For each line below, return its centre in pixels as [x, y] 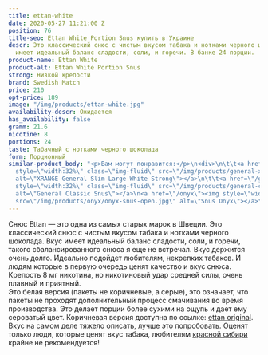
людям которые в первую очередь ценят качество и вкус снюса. [120, 266]
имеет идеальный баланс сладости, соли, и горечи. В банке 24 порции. [135, 53]
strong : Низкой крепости [49, 75]
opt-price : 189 [33, 97]
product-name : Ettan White [53, 61]
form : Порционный [37, 156]
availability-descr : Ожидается [60, 112]
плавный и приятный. [45, 283]
